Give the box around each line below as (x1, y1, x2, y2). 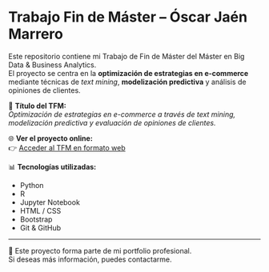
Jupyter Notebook (19, 197, 80, 207)
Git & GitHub (19, 222, 62, 232)
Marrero (8, 25, 64, 43)
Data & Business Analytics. (8, 60, 97, 70)
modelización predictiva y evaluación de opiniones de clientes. (8, 118, 216, 127)
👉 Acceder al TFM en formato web (8, 142, 126, 152)
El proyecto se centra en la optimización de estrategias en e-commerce (8, 68, 249, 78)
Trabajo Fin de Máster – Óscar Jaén (8, 8, 248, 26)
